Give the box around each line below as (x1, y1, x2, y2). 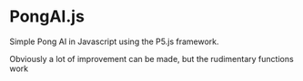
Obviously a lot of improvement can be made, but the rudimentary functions (9, 53, 294, 64)
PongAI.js (9, 6, 85, 27)
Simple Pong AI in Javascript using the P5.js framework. (9, 36, 220, 47)
